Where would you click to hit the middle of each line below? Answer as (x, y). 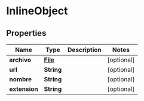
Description (85, 50)
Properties (26, 33)
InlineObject (37, 11)
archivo (20, 60)
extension (24, 89)
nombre (21, 79)
